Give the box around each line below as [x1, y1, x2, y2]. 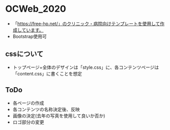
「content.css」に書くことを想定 [12, 70, 82, 76]
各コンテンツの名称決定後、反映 [12, 106, 80, 112]
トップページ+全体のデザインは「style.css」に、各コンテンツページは [12, 64, 159, 70]
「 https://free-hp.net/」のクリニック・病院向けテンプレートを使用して [12, 20, 160, 27]
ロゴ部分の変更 [12, 119, 44, 125]
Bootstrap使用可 [12, 33, 47, 39]
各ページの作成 [12, 100, 44, 106]
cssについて [5, 49, 44, 59]
